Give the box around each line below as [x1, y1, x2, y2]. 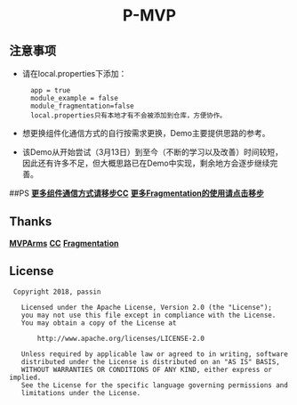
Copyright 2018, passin [12, 287, 101, 296]
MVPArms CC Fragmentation [9, 238, 119, 248]
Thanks [9, 215, 52, 230]
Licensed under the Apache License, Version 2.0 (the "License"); [20, 303, 273, 312]
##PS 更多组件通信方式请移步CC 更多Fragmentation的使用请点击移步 [9, 188, 265, 198]
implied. [9, 373, 42, 382]
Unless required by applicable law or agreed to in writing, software [20, 349, 289, 359]
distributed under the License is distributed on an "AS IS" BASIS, [20, 357, 280, 366]
